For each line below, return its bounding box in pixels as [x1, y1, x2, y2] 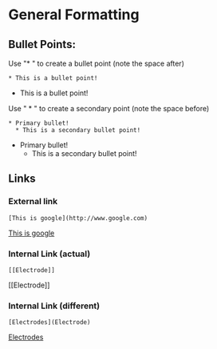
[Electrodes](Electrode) [8, 319, 91, 327]
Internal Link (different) [8, 300, 101, 311]
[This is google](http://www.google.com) [8, 214, 148, 222]
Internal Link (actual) [8, 248, 91, 259]
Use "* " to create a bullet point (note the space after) [8, 58, 185, 68]
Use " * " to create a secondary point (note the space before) [8, 104, 210, 113]
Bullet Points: [8, 38, 76, 51]
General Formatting [8, 6, 140, 24]
